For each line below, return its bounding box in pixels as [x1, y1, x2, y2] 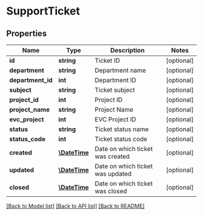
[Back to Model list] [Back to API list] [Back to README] [6, 202, 145, 210]
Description [110, 47, 145, 54]
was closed [94, 187, 127, 195]
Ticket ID [94, 56, 120, 65]
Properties [6, 28, 47, 39]
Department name [94, 66, 146, 74]
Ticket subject [94, 86, 135, 94]
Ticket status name [94, 125, 149, 133]
